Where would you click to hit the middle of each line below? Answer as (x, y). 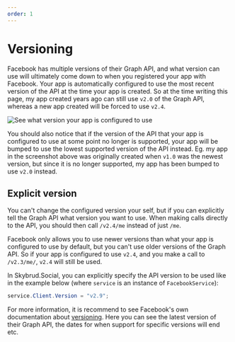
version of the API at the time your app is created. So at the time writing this (117, 91)
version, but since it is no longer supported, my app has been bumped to (113, 164)
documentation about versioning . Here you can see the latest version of (112, 317)
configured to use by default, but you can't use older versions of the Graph (117, 247)
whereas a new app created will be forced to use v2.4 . (87, 106)
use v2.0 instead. (33, 171)
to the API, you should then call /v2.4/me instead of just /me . (94, 226)
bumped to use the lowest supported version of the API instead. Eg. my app (117, 149)
